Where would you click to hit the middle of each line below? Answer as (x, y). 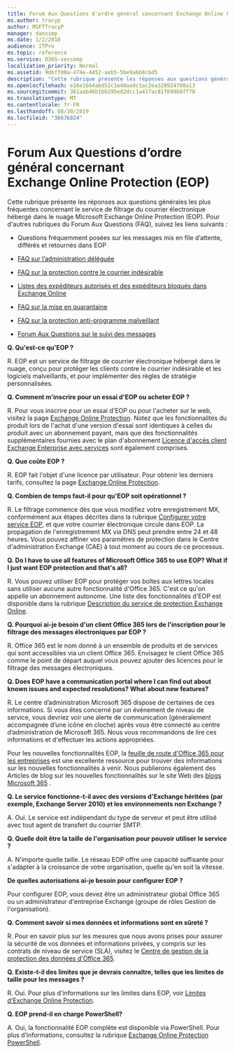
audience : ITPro (31, 46)
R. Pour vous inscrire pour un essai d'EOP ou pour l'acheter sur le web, (109, 410)
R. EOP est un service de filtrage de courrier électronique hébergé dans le (114, 361)
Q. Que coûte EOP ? (36, 461)
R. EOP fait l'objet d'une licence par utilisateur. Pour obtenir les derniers (110, 475)
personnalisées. (30, 383)
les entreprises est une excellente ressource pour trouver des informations (115, 760)
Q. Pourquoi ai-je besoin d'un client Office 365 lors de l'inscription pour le (116, 625)
